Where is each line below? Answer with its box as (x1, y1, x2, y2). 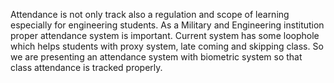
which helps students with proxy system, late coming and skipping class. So (10, 40, 324, 52)
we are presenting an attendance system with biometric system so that (10, 51, 303, 63)
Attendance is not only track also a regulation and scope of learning (10, 9, 290, 20)
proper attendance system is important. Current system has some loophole (10, 30, 320, 41)
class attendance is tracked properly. (10, 62, 163, 73)
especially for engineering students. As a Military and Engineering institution (10, 19, 325, 31)
